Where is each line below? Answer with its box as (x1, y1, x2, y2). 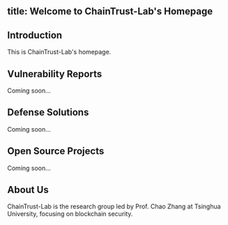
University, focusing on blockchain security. (7, 210, 133, 218)
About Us (7, 184, 49, 196)
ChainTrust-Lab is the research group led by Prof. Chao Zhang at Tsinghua (7, 202, 221, 211)
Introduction (7, 29, 63, 41)
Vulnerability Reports (7, 68, 102, 79)
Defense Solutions (7, 107, 89, 118)
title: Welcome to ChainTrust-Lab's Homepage (7, 6, 213, 17)
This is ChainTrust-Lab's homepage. (7, 48, 112, 56)
